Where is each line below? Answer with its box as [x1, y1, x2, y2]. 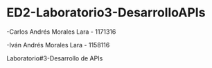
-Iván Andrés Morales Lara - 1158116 [6, 41, 110, 49]
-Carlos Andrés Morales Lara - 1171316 [6, 27, 116, 36]
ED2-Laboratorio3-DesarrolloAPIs [6, 5, 206, 21]
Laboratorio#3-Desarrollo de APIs [6, 54, 103, 63]
